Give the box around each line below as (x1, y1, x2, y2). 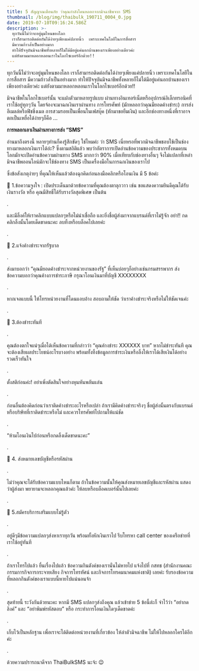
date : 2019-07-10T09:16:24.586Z (7, 20, 86, 25)
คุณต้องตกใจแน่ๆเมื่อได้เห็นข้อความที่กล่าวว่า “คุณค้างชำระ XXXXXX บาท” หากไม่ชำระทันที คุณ (7, 341, 192, 349)
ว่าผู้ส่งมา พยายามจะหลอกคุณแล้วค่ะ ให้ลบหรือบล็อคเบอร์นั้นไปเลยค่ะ (7, 485, 139, 492)
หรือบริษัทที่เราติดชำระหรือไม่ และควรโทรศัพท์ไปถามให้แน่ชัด (7, 408, 124, 416)
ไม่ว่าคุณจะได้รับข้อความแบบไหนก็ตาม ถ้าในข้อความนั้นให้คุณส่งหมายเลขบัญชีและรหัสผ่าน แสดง (7, 478, 191, 485)
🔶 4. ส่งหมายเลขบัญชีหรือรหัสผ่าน (7, 455, 73, 462)
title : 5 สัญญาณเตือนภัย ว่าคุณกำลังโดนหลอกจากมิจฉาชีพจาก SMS (7, 8, 131, 15)
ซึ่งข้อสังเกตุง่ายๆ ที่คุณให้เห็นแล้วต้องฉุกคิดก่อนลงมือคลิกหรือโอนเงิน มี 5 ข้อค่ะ (7, 170, 159, 177)
